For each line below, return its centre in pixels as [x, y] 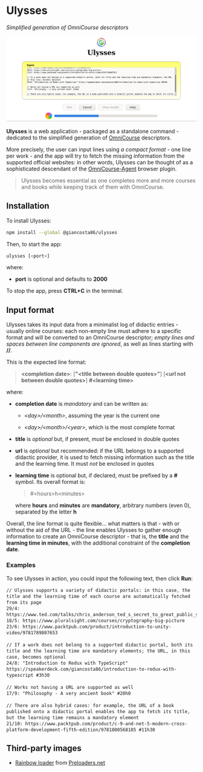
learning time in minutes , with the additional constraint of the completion [98, 543]
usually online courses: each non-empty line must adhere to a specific [94, 331]
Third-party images [44, 748]
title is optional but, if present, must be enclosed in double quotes [97, 439]
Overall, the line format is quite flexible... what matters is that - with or [93, 524]
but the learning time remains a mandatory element [72, 717]
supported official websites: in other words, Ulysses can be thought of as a [100, 162]
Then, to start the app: [34, 244]
